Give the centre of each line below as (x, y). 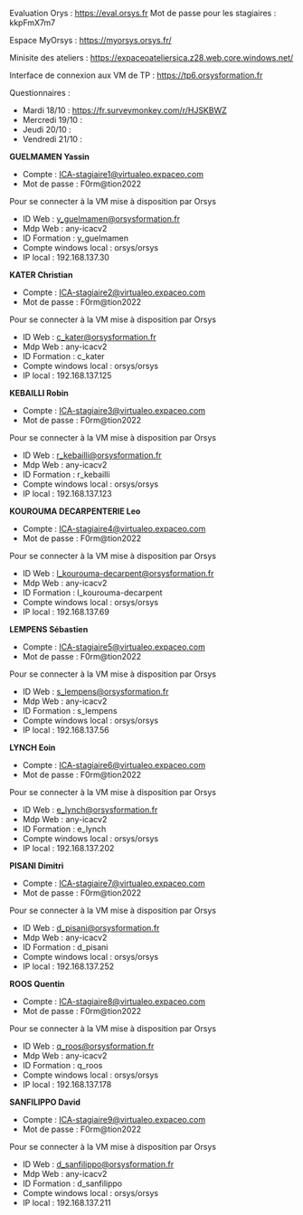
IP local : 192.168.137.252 (68, 966)
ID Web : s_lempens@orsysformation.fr (95, 692)
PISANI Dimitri (37, 866)
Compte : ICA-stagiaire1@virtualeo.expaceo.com (113, 174)
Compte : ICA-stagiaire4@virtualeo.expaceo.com (114, 529)
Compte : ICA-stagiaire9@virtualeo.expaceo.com (114, 1120)
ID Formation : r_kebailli (66, 475)
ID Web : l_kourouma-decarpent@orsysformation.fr (118, 573)
